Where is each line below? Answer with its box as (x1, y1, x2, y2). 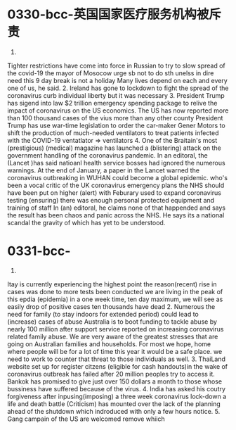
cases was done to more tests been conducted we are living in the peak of (7, 287, 223, 296)
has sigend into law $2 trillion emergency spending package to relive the (7, 99, 218, 107)
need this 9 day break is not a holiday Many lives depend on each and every (7, 76, 228, 84)
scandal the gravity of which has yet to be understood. (7, 218, 166, 227)
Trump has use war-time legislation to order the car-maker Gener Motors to (7, 121, 226, 129)
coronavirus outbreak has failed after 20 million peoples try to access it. (7, 369, 216, 378)
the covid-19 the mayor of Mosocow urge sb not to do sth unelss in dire (7, 68, 214, 77)
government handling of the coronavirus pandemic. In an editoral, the (7, 151, 209, 159)
